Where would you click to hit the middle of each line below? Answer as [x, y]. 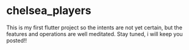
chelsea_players [49, 11]
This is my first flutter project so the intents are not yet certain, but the [94, 27]
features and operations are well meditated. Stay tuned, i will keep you [94, 34]
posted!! [17, 40]
